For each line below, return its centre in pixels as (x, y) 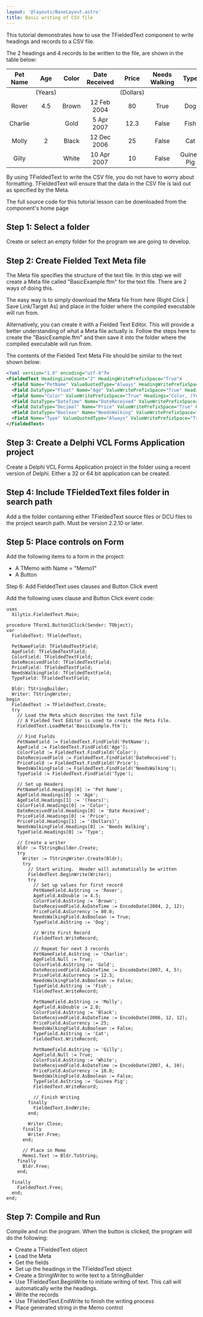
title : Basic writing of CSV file (50, 18)
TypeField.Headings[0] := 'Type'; (60, 832)
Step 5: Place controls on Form (65, 542)
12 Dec (100, 137)
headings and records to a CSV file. (50, 41)
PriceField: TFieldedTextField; (53, 668)
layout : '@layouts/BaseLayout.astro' (54, 12)
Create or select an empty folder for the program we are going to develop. (98, 242)
